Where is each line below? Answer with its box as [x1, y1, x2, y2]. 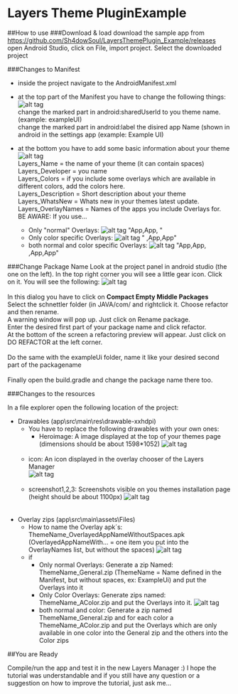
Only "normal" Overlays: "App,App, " [28, 225, 163, 234]
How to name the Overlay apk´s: [28, 523, 123, 531]
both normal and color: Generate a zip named [38, 606, 173, 614]
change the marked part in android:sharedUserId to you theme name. [17, 107, 221, 116]
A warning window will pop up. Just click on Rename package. [7, 315, 190, 324]
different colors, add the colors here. [17, 181, 126, 190]
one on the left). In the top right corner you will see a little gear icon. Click [7, 269, 222, 278]
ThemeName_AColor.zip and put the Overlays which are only [38, 621, 217, 629]
